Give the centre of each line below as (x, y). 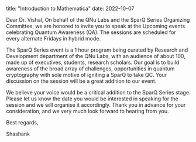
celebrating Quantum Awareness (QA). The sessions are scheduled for (91, 32)
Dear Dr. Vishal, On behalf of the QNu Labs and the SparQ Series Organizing (98, 20)
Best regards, (22, 122)
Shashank (18, 134)
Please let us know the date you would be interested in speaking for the (92, 99)
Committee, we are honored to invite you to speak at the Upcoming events (96, 26)
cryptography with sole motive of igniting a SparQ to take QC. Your (87, 75)
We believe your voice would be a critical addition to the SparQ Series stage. (98, 92)
